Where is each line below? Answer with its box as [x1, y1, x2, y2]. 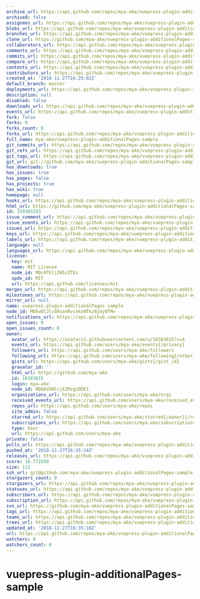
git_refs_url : [6, 148, 42, 153]
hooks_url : [6, 198, 33, 204]
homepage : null [6, 192, 44, 198]
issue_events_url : [6, 220, 52, 226]
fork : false [6, 114, 36, 120]
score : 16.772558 [6, 458, 49, 465]
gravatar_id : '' [11, 364, 52, 370]
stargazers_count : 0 [6, 475, 58, 481]
